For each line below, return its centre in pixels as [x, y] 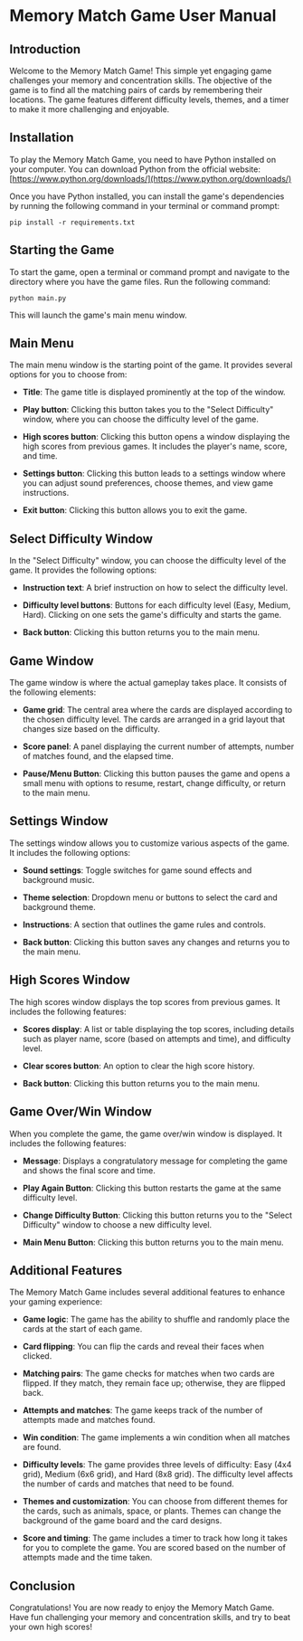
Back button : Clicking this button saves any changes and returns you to [156, 942]
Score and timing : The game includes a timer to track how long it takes [155, 1538]
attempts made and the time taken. [87, 1558]
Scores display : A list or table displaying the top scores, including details [158, 1029]
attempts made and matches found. [89, 1420]
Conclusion [43, 1585]
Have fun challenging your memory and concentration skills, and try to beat [150, 1617]
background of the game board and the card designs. [122, 1521]
